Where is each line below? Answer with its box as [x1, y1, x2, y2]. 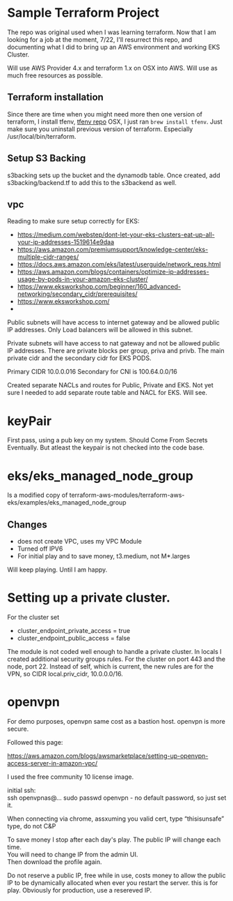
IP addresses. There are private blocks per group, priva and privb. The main [7, 347, 225, 355]
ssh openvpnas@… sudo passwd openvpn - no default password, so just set [7, 794, 227, 802]
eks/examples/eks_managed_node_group [7, 498, 127, 507]
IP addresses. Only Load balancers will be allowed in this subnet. [7, 326, 193, 334]
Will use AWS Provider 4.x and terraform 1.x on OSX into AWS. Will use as [7, 64, 218, 72]
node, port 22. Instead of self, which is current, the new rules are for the [7, 662, 214, 671]
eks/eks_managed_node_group [7, 468, 193, 484]
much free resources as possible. [7, 71, 103, 80]
